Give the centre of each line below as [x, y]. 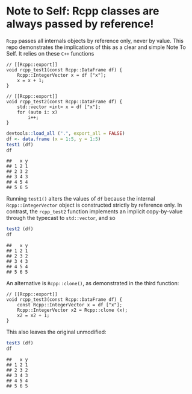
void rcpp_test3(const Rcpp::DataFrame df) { [64, 300]
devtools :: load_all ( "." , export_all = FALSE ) [66, 133]
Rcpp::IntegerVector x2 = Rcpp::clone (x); [73, 310]
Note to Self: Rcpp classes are [83, 11]
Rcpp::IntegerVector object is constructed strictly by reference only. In [94, 205]
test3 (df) [20, 343]
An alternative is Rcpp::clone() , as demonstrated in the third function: [93, 283]
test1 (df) [20, 144]
